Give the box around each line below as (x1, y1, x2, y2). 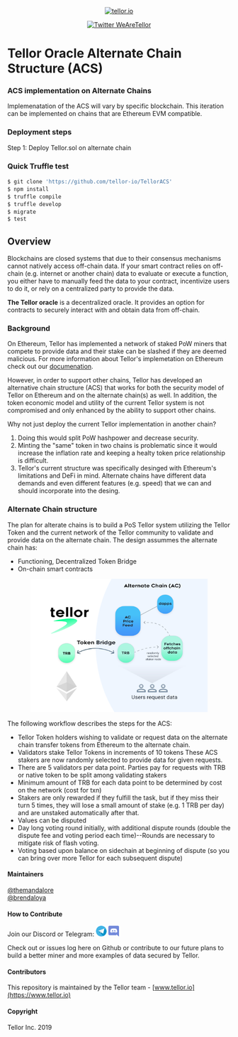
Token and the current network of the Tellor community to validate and (7, 528, 214, 537)
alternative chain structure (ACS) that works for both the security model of (7, 384, 225, 392)
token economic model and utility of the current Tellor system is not (7, 399, 205, 407)
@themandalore (7, 886, 55, 894)
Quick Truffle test (7, 161, 69, 171)
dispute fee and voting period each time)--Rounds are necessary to (17, 831, 215, 839)
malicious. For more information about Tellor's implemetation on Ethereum (7, 355, 224, 363)
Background (7, 323, 51, 333)
